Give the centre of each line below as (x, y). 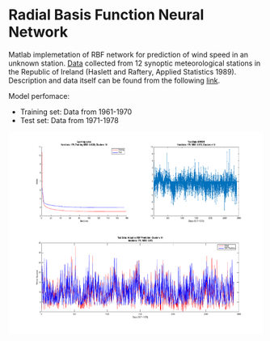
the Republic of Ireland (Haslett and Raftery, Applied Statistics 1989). (122, 71)
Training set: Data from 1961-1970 (76, 112)
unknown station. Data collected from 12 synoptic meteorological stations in (135, 63)
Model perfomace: (39, 96)
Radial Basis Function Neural (106, 15)
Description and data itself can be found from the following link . (114, 80)
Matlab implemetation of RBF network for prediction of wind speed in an (129, 54)
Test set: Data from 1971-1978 (69, 120)
